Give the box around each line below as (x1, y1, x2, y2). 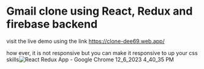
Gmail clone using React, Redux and (6, 4, 193, 18)
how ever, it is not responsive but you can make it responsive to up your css (6, 49, 198, 56)
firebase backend (6, 17, 98, 31)
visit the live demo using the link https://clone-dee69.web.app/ (6, 37, 165, 45)
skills (6, 56, 20, 63)
